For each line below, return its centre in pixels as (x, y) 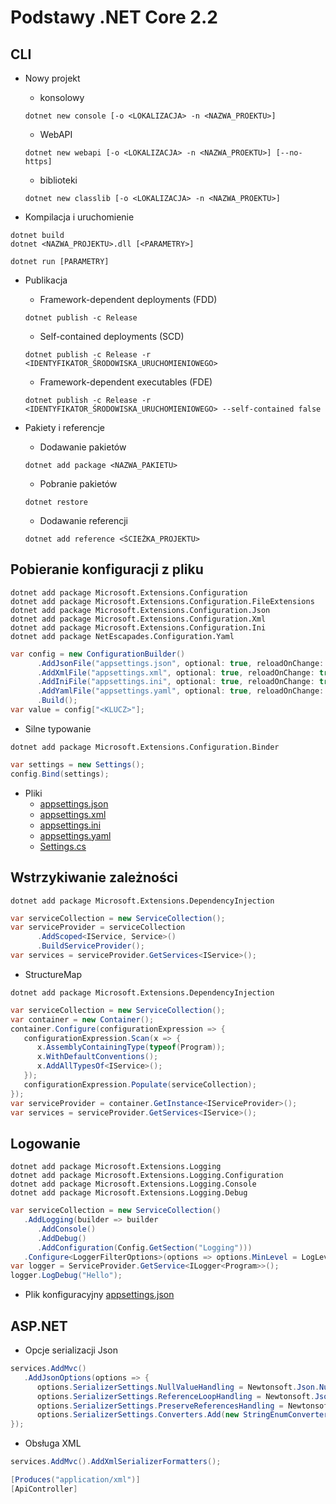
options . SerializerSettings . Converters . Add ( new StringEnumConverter (182, 1415)
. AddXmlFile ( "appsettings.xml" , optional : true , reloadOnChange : (175, 672)
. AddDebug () (61, 1238)
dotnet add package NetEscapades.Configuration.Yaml (122, 636)
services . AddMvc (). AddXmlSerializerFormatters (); (116, 1462)
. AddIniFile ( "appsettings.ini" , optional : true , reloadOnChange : (175, 682)
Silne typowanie (58, 728)
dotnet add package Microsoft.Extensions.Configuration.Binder (145, 747)
